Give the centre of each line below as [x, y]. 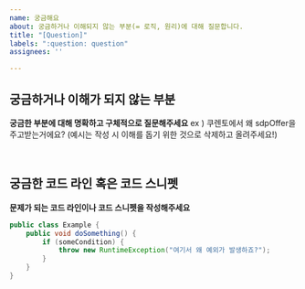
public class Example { [55, 225]
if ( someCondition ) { [84, 242]
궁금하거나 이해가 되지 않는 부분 [93, 99]
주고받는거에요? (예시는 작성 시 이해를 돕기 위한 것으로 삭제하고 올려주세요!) [143, 134]
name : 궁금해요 [34, 18]
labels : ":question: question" [69, 43]
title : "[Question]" [49, 35]
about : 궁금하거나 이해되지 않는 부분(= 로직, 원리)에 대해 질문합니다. [126, 27]
